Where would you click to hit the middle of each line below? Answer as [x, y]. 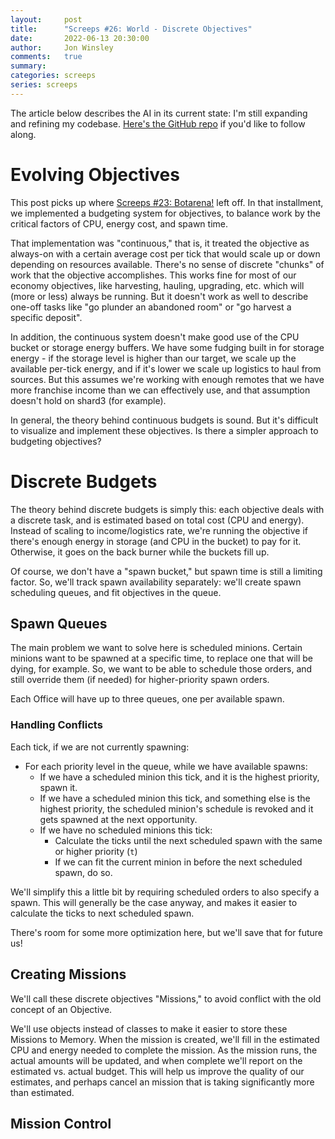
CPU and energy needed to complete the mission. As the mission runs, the [164, 1050]
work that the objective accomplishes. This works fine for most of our [153, 275]
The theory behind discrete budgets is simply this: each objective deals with [167, 509]
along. [23, 134]
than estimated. [42, 1092]
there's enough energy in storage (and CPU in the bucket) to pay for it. [156, 541]
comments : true [46, 57]
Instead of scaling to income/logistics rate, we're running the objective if [159, 530]
